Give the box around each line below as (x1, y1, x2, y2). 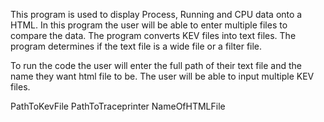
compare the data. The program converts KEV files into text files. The (10, 30, 297, 41)
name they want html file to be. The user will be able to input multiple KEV (10, 70, 315, 82)
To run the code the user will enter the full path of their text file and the (10, 60, 302, 71)
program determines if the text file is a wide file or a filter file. (10, 40, 263, 52)
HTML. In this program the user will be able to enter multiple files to (10, 19, 288, 31)
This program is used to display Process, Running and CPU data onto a (10, 9, 303, 20)
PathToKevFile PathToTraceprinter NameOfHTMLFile (10, 100, 226, 112)
